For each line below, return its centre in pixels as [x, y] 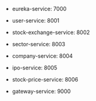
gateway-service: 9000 [41, 91]
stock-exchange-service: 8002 [51, 32]
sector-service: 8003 [39, 44]
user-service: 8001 [36, 20]
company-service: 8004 [42, 56]
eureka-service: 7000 [39, 9]
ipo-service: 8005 [35, 68]
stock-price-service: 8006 [45, 79]
